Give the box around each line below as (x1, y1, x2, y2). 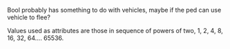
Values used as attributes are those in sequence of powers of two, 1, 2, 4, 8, (7, 27, 223, 35)
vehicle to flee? (7, 13, 50, 21)
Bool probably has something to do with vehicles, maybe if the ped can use (7, 6, 222, 14)
